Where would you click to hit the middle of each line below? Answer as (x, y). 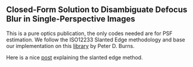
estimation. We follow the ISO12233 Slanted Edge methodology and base (96, 39)
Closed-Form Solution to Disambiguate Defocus (97, 10)
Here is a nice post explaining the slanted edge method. (74, 57)
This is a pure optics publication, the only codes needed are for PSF (89, 33)
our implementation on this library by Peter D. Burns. (71, 46)
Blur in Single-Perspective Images (71, 19)
